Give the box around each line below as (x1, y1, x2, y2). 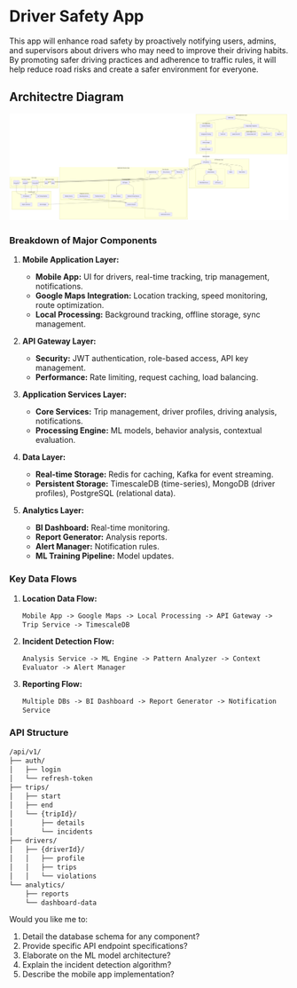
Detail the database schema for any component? (21, 931, 200, 942)
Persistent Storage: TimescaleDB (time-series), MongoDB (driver (35, 478, 276, 489)
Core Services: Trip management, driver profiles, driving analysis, (35, 407, 277, 417)
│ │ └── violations (9, 872, 98, 881)
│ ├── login (9, 765, 62, 774)
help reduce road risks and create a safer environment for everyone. (9, 64, 259, 75)
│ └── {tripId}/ (9, 810, 77, 818)
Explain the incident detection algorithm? (21, 960, 172, 970)
